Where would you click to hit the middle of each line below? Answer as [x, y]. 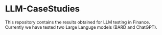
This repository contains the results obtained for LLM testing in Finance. [78, 22]
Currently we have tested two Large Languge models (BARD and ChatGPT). [81, 27]
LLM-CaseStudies [42, 9]
